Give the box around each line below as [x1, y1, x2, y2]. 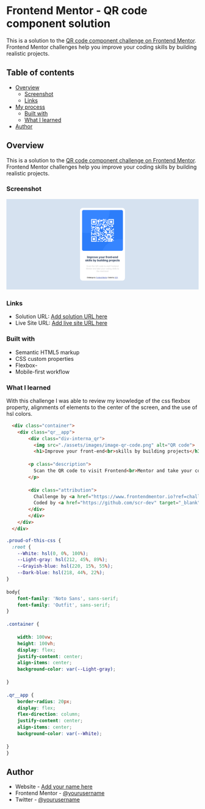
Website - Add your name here [15, 783, 93, 791]
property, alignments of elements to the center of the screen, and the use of [6, 404, 198, 411]
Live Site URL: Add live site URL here [15, 319, 108, 327]
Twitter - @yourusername [15, 796, 81, 804]
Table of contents [6, 68, 74, 78]
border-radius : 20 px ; [17, 698, 72, 705]
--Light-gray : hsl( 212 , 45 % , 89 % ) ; [17, 557, 108, 563]
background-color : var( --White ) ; [17, 731, 103, 737]
